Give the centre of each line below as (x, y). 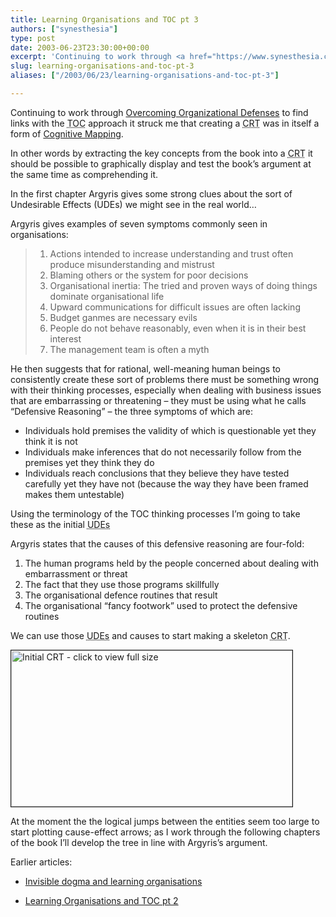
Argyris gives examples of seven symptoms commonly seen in (139, 223)
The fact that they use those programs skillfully (122, 584)
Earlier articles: (41, 862)
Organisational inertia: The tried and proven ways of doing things (183, 285)
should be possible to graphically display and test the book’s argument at (161, 163)
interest (65, 338)
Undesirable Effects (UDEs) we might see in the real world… (133, 204)
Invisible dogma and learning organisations (113, 881)
